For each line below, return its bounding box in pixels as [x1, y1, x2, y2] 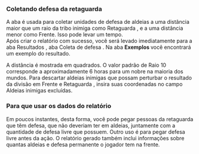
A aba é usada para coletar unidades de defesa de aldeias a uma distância [6, 19, 189, 26]
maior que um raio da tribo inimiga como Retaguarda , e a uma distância [6, 24, 183, 32]
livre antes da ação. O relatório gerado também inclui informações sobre [6, 134, 185, 141]
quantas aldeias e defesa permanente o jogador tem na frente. [6, 141, 160, 148]
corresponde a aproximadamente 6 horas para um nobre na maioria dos [6, 68, 183, 75]
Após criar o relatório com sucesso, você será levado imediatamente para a [6, 38, 192, 45]
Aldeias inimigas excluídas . [6, 87, 73, 94]
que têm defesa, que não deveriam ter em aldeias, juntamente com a [6, 122, 176, 129]
